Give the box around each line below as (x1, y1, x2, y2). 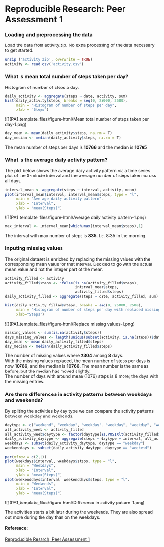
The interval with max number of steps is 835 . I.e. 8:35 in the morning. (5, 233, 147, 239)
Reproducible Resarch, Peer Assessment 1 (5, 536, 90, 542)
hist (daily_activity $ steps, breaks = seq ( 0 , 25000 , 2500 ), (5, 98, 128, 103)
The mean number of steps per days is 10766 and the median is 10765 (5, 144, 147, 150)
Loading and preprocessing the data (5, 31, 93, 38)
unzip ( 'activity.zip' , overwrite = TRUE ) (5, 57, 93, 62)
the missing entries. (5, 379, 45, 385)
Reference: (5, 525, 28, 531)
